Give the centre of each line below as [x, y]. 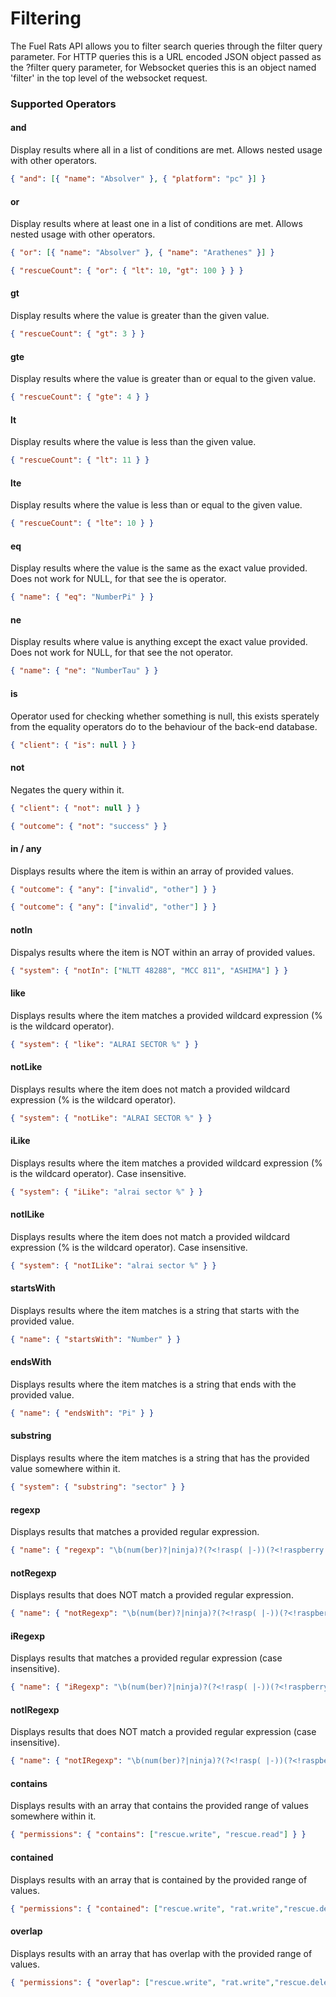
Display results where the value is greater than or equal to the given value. [163, 379]
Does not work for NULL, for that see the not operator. [121, 653]
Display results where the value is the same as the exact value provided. [159, 568]
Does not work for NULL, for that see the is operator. [118, 579]
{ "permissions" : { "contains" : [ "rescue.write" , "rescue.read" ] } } [158, 1835]
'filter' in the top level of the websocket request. [109, 78]
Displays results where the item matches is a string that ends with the [153, 1384]
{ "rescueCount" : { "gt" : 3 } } [77, 334]
